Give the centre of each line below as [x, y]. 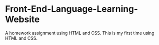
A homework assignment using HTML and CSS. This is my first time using [80, 33]
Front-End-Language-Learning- [72, 9]
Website [22, 19]
